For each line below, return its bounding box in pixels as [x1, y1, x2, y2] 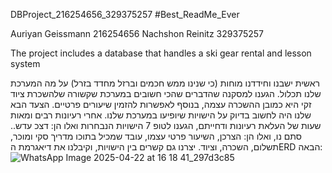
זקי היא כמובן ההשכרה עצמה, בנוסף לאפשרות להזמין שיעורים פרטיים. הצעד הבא [10, 99, 312, 110]
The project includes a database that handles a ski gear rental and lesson [10, 47, 312, 59]
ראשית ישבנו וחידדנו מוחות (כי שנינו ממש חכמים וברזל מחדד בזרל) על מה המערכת [10, 77, 321, 89]
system [10, 58, 41, 69]
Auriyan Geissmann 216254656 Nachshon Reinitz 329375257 [10, 28, 264, 39]
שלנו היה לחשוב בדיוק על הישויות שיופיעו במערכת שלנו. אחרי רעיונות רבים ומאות [10, 109, 312, 121]
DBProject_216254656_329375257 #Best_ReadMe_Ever [10, 9, 240, 20]
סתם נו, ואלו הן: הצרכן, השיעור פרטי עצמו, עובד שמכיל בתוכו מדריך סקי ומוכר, [10, 130, 303, 142]
